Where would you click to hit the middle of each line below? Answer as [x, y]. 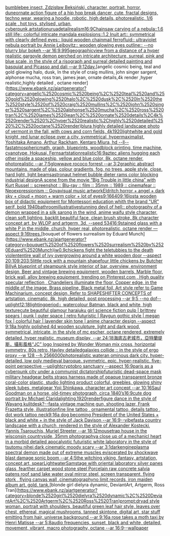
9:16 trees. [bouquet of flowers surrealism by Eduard [74, 234]
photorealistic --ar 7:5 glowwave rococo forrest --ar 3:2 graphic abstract [80, 164]
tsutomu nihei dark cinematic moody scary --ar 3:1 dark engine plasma [77, 447]
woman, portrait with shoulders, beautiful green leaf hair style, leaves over [83, 506]
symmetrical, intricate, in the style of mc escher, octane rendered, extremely [85, 332]
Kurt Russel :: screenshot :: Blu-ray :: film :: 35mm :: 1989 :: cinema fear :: [80, 185]
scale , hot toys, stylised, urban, [38, 23]
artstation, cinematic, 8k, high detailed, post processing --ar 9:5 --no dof [81, 298]
